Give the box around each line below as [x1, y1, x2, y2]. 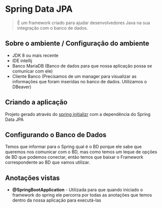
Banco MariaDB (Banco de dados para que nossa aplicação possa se [12, 63, 152, 69]
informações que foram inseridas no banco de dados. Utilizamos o [12, 78, 147, 84]
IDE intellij [12, 58, 32, 64]
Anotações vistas [5, 173, 60, 182]
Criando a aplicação [5, 98, 68, 106]
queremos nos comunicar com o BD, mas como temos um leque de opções [5, 149, 158, 155]
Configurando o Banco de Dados [5, 131, 107, 139]
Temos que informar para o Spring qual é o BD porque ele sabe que [5, 144, 142, 150]
